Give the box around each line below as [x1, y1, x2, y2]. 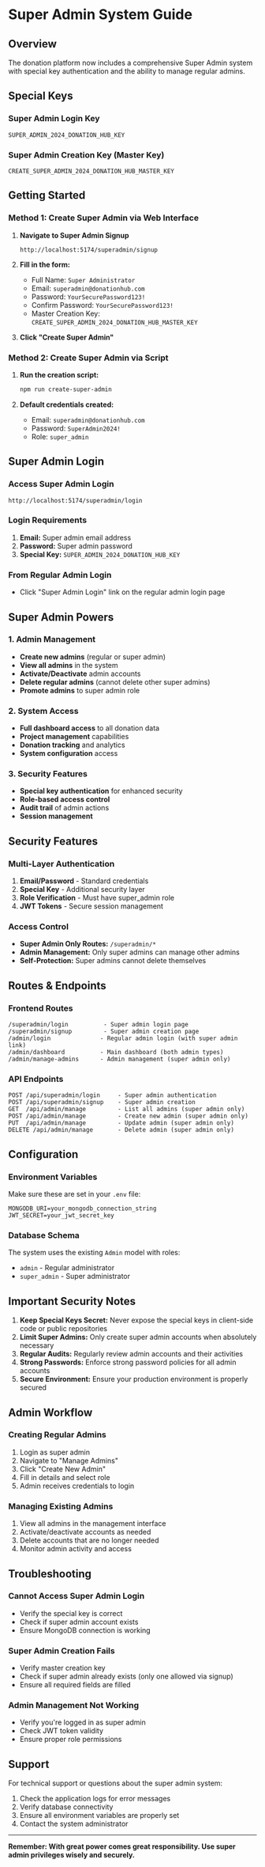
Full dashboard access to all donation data [19, 723, 160, 733]
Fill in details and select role [19, 1472, 110, 1482]
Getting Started [8, 188, 86, 203]
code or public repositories [19, 1324, 108, 1334]
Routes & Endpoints [8, 979, 106, 992]
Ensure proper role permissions [19, 1735, 122, 1744]
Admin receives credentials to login [19, 1481, 135, 1490]
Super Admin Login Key [8, 113, 100, 124]
